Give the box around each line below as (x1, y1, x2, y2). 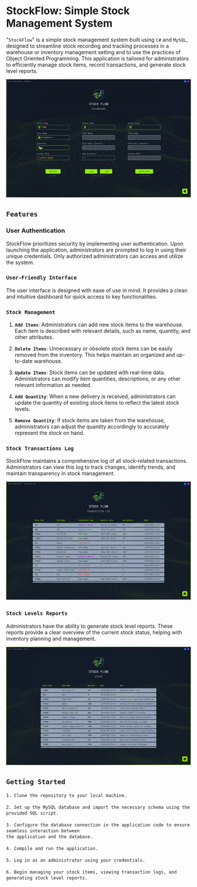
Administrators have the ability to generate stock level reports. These (6, 623, 173, 630)
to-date (14, 358, 33, 365)
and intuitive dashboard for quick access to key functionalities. (6, 293, 158, 300)
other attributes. (14, 334, 54, 341)
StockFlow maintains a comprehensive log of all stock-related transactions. (6, 458, 188, 465)
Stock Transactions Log (6, 445, 74, 452)
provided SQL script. (6, 810, 59, 816)
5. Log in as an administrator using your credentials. (6, 858, 145, 863)
